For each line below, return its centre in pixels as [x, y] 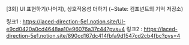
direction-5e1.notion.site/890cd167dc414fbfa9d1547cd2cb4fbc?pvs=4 [93, 36]
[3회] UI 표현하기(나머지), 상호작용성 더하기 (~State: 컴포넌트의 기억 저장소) [95, 9]
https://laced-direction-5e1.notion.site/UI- [74, 22]
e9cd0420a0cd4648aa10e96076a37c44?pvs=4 [66, 29]
